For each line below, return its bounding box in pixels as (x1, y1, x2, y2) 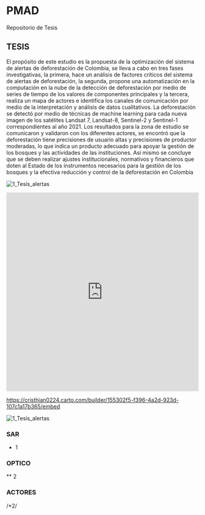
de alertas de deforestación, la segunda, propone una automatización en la (6, 77, 195, 84)
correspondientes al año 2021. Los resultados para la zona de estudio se (6, 123, 189, 130)
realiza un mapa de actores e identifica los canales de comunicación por (6, 97, 189, 104)
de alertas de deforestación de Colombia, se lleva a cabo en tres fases (6, 64, 184, 72)
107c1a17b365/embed (6, 402, 60, 410)
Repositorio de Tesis (6, 24, 58, 31)
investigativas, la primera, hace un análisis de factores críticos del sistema (6, 71, 193, 78)
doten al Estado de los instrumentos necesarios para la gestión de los (6, 161, 181, 169)
